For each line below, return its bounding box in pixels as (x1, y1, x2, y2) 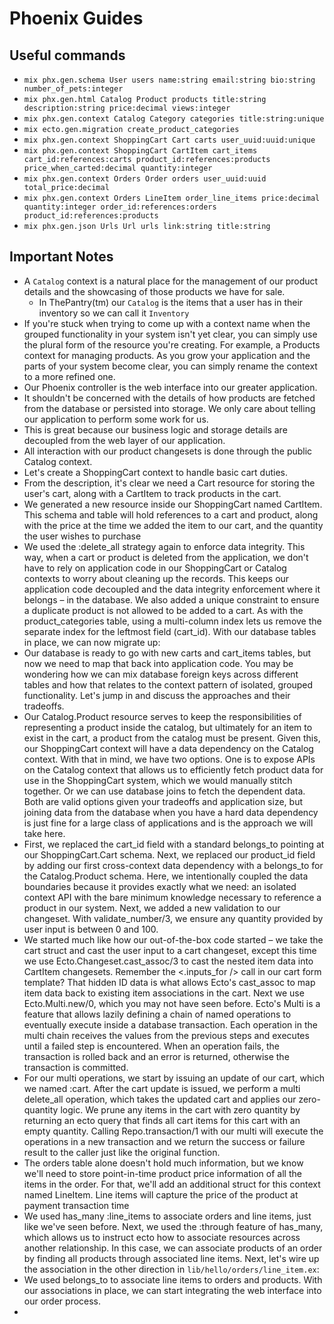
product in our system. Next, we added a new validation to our (23, 902, 281, 914)
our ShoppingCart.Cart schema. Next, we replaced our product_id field (23, 848, 316, 861)
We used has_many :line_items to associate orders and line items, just (23, 1210, 312, 1222)
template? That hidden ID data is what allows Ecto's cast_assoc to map (23, 976, 316, 988)
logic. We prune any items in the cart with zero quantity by (60, 1103, 301, 1116)
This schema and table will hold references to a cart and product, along (23, 508, 319, 521)
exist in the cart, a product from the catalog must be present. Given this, (23, 732, 321, 744)
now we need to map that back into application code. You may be (23, 657, 294, 669)
